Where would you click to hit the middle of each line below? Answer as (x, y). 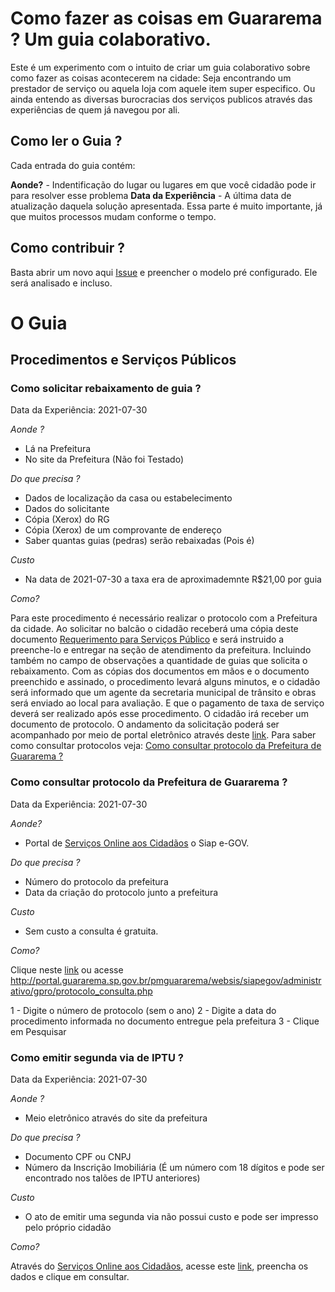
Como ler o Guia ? (66, 141)
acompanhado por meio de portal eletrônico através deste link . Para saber (163, 735)
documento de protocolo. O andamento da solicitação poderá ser (145, 724)
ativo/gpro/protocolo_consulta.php (81, 991)
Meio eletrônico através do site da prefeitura (116, 1118)
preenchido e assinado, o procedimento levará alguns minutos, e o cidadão (165, 682)
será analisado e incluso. (61, 283)
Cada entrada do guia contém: (73, 165)
